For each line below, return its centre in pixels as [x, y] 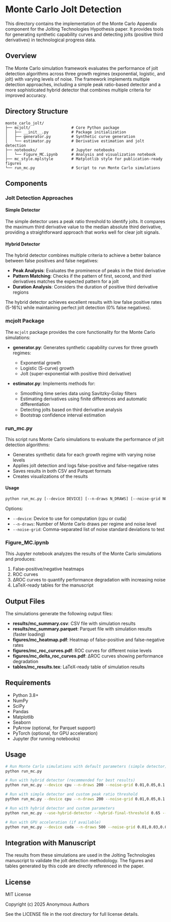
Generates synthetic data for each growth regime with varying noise [84, 454]
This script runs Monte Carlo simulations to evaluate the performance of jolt [85, 439]
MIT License [18, 894]
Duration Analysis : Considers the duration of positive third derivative [85, 287]
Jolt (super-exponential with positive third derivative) [76, 373]
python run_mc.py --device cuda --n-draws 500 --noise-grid [70, 827]
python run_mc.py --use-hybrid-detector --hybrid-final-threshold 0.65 [83, 813]
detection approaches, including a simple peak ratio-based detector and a [83, 84]
